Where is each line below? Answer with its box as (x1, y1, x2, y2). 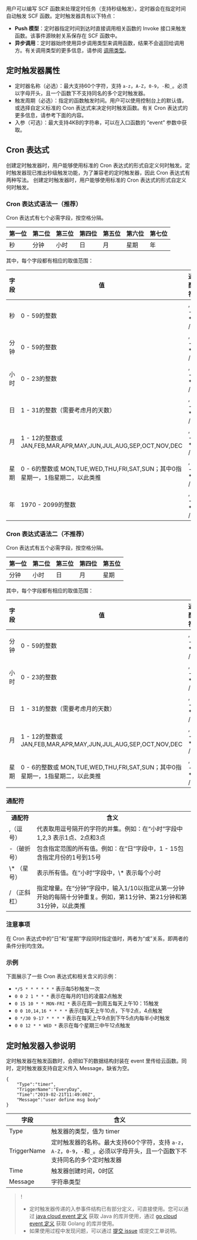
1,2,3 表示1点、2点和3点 (36, 833, 106, 842)
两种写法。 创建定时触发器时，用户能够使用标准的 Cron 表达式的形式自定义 (6, 176, 186, 183)
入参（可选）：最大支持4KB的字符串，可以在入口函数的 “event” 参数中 (14, 119, 182, 126)
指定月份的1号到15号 (42, 853, 101, 861)
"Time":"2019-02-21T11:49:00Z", (16, 1092, 96, 1098)
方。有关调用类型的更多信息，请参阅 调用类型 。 (14, 47, 130, 54)
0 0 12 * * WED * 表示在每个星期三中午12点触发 (14, 1022, 131, 1029)
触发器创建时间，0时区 (51, 1167, 114, 1175)
